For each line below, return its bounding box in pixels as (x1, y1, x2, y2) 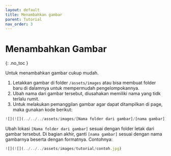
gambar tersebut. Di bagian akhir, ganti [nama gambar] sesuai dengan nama (5, 131, 162, 137)
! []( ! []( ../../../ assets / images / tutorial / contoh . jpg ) (5, 146, 122, 151)
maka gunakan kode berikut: (12, 107, 73, 113)
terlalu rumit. (12, 96, 40, 102)
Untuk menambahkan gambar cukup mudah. (5, 70, 99, 76)
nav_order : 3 (5, 21, 33, 27)
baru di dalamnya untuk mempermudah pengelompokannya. (12, 85, 139, 91)
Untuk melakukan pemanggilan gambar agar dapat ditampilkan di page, (12, 101, 163, 107)
